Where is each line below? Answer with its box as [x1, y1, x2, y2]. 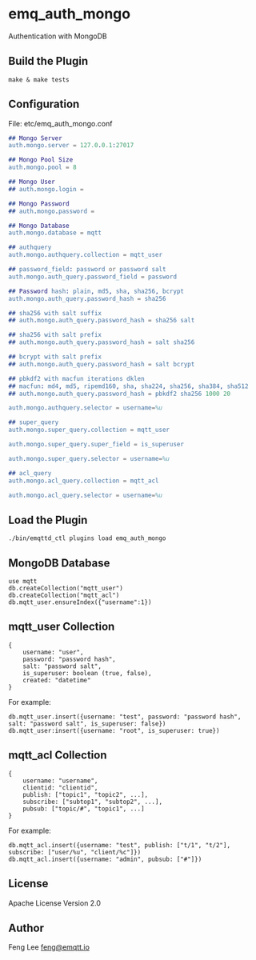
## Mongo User [8, 178, 56, 186]
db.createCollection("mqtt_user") [8, 585, 124, 593]
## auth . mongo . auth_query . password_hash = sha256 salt [8, 317, 195, 325]
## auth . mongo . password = [8, 207, 94, 215]
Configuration [8, 98, 80, 111]
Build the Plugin [8, 54, 89, 68]
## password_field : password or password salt [8, 266, 166, 274]
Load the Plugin [8, 513, 88, 526]
